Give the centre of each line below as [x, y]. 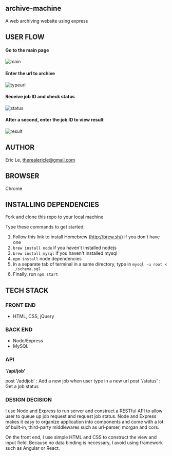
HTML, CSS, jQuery [33, 317]
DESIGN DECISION [29, 399]
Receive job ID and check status [40, 97]
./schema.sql [27, 269]
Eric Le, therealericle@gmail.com [40, 160]
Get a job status [22, 386]
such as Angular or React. [33, 448]
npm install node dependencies [47, 259]
